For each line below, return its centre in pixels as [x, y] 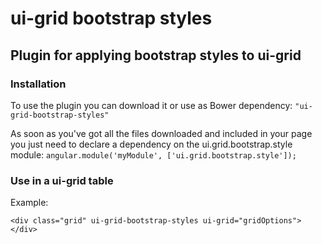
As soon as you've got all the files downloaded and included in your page [161, 133]
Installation [38, 84]
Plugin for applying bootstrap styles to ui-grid [156, 55]
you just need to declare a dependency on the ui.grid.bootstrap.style [151, 144]
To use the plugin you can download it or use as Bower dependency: [151, 105]
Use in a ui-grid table [62, 180]
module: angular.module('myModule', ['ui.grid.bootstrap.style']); [153, 154]
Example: [29, 203]
